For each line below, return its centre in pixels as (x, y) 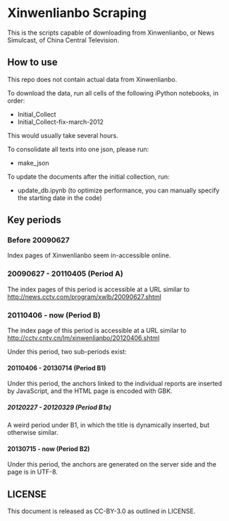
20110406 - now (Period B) (54, 315)
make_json (33, 163)
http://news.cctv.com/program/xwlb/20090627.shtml (85, 297)
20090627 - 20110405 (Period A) (65, 274)
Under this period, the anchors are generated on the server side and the (112, 464)
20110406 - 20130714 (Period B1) (57, 368)
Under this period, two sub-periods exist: (67, 352)
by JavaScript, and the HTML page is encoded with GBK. (90, 391)
